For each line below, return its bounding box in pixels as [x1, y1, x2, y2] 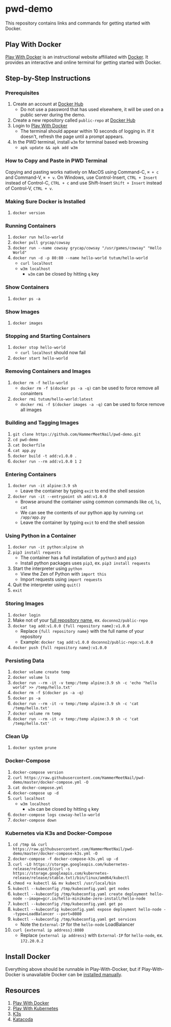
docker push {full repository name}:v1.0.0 [12, 645, 107, 650]
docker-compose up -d [12, 790, 59, 795]
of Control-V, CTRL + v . [5, 185, 54, 191]
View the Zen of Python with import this [20, 571, 107, 577]
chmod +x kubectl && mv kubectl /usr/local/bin [12, 880, 116, 886]
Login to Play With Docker [12, 123, 68, 129]
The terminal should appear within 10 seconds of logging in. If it [20, 128, 154, 134]
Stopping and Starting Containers [5, 332, 91, 339]
